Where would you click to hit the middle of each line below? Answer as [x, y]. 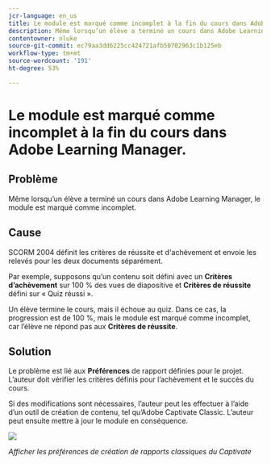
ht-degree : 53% [34, 69]
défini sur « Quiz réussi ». [51, 293]
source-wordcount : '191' [50, 61]
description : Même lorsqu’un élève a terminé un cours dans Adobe [122, 31]
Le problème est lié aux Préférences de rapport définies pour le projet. [126, 371]
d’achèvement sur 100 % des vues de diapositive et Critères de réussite [130, 285]
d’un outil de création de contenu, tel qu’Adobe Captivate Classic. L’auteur [131, 412]
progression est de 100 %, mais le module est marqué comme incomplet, [129, 318]
